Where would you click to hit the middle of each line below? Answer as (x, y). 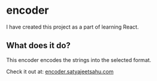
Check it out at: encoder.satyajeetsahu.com (60, 71)
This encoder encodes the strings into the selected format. (79, 60)
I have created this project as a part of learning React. (73, 27)
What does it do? (38, 46)
